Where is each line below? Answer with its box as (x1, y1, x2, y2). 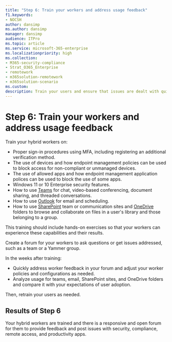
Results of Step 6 (5, 307, 61, 315)
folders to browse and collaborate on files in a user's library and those (12, 209, 161, 215)
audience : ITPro (5, 37, 40, 42)
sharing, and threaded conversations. (12, 192, 92, 199)
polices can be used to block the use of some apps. (12, 176, 122, 183)
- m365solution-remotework (5, 75, 63, 80)
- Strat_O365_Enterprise (5, 65, 58, 70)
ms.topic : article (5, 41, 45, 46)
